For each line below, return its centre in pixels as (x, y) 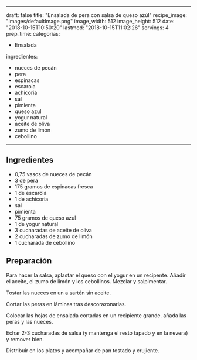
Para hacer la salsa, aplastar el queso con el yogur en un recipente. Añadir (96, 275)
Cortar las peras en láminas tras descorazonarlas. (66, 304)
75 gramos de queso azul (45, 218)
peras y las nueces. (30, 321)
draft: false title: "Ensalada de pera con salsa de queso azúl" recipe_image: (97, 15)
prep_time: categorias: (33, 34)
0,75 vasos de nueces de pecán (53, 174)
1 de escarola (30, 193)
